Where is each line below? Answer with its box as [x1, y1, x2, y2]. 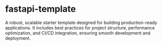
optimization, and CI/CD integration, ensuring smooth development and [5, 30, 151, 36]
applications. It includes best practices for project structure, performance [5, 24, 155, 30]
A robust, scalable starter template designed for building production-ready [5, 20, 158, 25]
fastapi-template [5, 3, 76, 15]
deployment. [5, 35, 31, 41]
